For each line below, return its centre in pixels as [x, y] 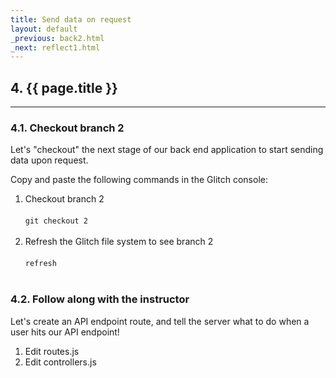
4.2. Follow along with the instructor [100, 299]
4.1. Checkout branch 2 [67, 128]
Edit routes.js [52, 351]
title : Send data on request [71, 19]
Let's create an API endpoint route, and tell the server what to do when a [160, 321]
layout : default [44, 29]
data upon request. [49, 160]
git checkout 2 [56, 221]
